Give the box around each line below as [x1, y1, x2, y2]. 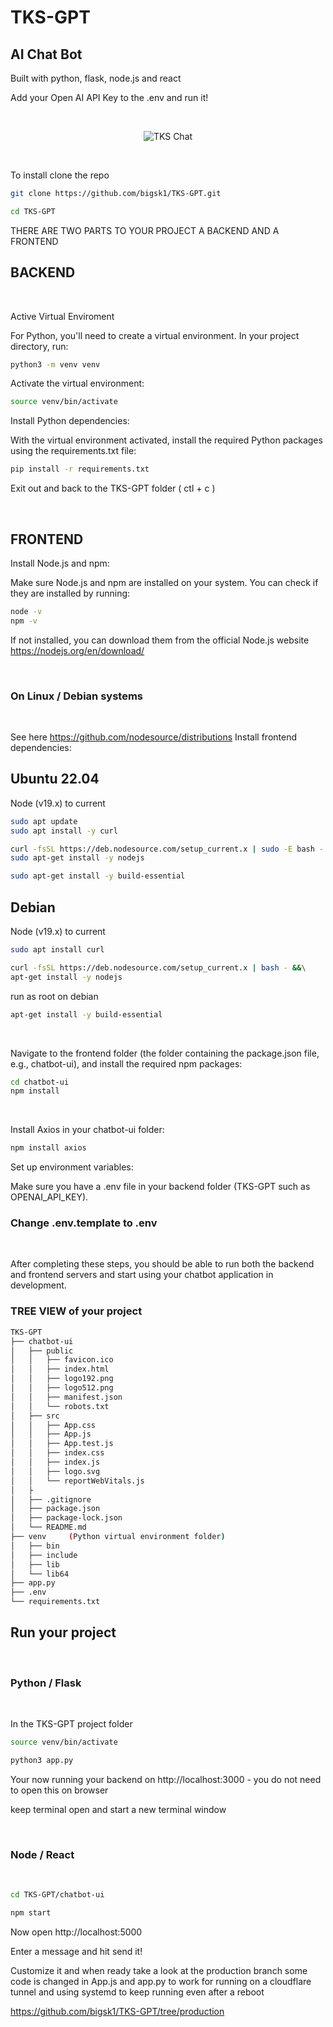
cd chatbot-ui [10, 1077, 70, 1087]
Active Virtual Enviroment [10, 310, 115, 322]
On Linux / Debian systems [10, 689, 144, 703]
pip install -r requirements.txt [10, 464, 150, 475]
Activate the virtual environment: [10, 377, 145, 390]
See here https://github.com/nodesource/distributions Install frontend [10, 731, 298, 743]
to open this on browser [10, 1784, 109, 1796]
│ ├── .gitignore [10, 1494, 92, 1505]
